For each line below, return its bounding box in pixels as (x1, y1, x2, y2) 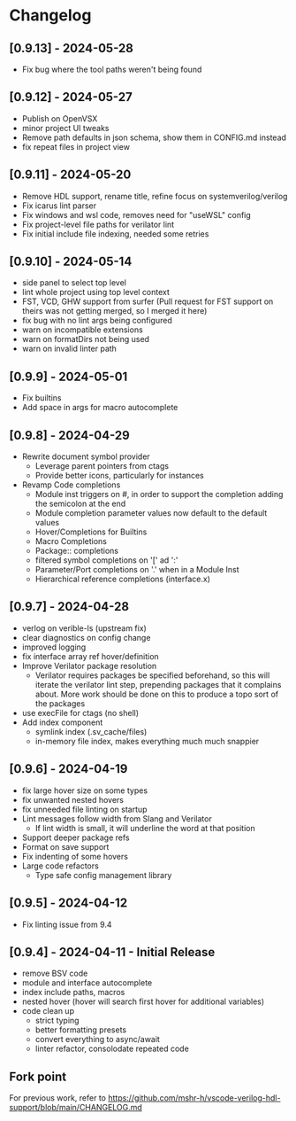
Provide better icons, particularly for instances (34, 471, 205, 481)
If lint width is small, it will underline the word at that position (34, 822, 255, 833)
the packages (34, 697, 86, 709)
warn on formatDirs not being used (21, 334, 150, 345)
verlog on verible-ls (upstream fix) (21, 622, 148, 634)
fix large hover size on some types (21, 785, 148, 796)
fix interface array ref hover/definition (21, 650, 159, 661)
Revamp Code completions (21, 479, 121, 490)
